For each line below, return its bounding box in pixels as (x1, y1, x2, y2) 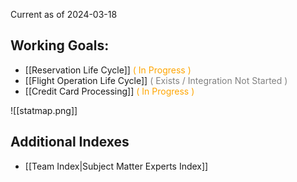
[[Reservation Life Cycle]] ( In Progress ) (24, 64, 192, 76)
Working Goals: (10, 37, 110, 54)
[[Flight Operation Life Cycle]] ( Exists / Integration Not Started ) (24, 74, 288, 86)
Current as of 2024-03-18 (10, 9, 118, 20)
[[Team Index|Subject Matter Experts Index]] (24, 160, 209, 172)
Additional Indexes (10, 134, 130, 151)
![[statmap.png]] (10, 104, 78, 116)
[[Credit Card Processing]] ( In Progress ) (24, 85, 195, 97)
